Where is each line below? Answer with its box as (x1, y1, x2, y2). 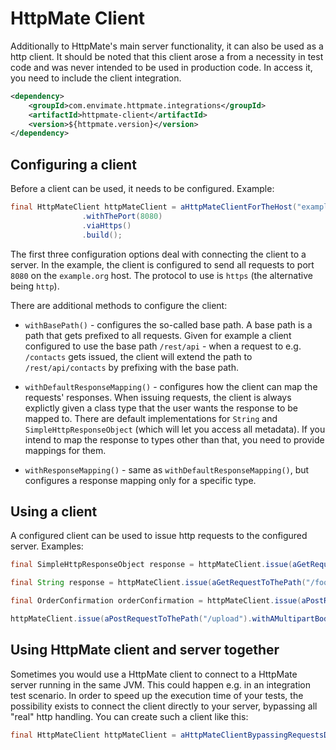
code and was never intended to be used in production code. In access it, (10, 61, 313, 73)
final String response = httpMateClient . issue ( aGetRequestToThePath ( (10, 578, 307, 588)
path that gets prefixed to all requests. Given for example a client (24, 329, 292, 341)
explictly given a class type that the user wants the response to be (24, 402, 298, 414)
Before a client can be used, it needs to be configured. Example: (10, 183, 275, 195)
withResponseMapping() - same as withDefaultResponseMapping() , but (24, 463, 310, 476)
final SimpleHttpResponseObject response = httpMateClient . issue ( (10, 560, 293, 570)
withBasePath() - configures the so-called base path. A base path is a (24, 318, 313, 331)
